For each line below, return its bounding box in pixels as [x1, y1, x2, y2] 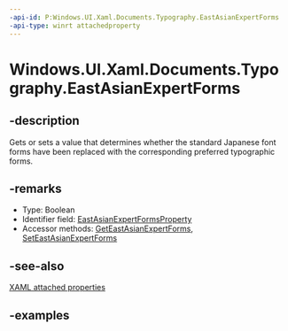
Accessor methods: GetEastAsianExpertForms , [21, 223, 193, 235]
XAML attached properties [9, 282, 106, 293]
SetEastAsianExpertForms [21, 233, 118, 243]
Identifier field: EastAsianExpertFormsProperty [21, 214, 192, 225]
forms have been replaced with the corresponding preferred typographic [9, 146, 276, 157]
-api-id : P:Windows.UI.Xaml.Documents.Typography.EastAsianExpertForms [9, 12, 279, 22]
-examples [9, 307, 70, 323]
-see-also [9, 258, 65, 273]
